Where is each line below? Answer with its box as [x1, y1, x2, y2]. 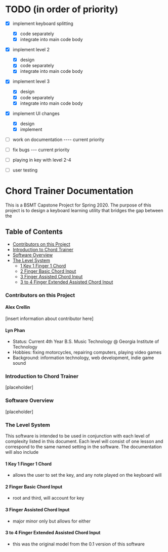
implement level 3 [12, 78, 50, 84]
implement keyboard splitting [12, 20, 73, 26]
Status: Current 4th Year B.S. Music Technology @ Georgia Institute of [12, 338, 159, 344]
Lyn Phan [5, 327, 25, 333]
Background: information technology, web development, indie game [12, 355, 154, 361]
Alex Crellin [5, 304, 30, 310]
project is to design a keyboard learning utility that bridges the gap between [5, 208, 163, 213]
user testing [12, 167, 38, 173]
